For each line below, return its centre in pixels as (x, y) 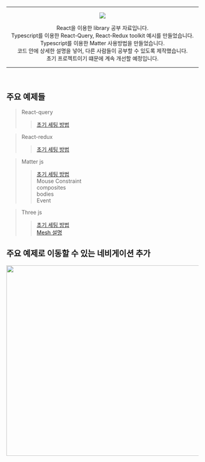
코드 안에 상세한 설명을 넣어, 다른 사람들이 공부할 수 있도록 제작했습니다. (103, 51)
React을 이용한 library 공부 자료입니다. (103, 28)
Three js (32, 212)
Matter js (32, 162)
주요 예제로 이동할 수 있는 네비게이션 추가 (78, 254)
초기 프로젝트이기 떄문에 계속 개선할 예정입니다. (103, 58)
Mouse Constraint (59, 181)
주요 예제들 (26, 97)
